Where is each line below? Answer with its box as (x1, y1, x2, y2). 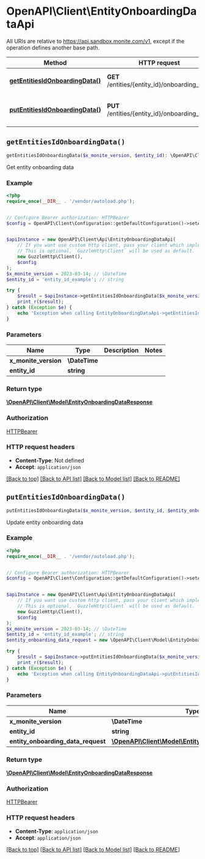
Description (104, 346, 139, 354)
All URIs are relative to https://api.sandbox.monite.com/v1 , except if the (6, 37, 185, 45)
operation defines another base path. (6, 44, 100, 51)
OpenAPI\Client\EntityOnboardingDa (6, 4, 197, 18)
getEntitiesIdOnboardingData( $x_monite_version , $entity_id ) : (6, 152, 168, 158)
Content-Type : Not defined (15, 456, 84, 464)
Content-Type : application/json (15, 827, 99, 835)
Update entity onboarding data (6, 518, 84, 526)
